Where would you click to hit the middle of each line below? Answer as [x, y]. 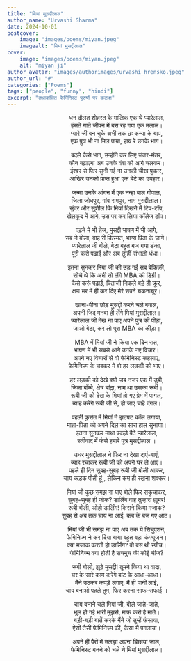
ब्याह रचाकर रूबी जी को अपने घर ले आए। [117, 462]
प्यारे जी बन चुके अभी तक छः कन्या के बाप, [117, 133]
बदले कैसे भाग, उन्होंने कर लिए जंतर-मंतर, [117, 155]
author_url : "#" [31, 78]
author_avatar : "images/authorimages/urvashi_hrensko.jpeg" [96, 72]
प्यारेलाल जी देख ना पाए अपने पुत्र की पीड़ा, [117, 320]
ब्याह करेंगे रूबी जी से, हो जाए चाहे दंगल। [117, 403]
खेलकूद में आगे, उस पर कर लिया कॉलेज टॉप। [117, 216]
